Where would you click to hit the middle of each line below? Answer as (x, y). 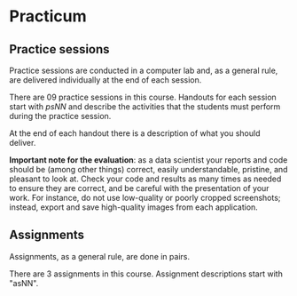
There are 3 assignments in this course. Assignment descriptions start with (146, 274)
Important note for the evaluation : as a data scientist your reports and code (148, 160)
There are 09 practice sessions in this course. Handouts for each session (143, 97)
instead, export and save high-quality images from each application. (134, 207)
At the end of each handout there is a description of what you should (135, 133)
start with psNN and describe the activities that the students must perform (145, 107)
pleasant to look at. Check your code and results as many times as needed (145, 179)
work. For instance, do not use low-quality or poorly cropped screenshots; (145, 198)
